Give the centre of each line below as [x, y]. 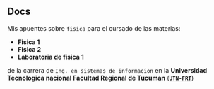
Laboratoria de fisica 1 [50, 57]
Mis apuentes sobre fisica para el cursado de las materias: [94, 28]
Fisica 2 [29, 49]
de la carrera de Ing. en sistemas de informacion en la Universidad [107, 70]
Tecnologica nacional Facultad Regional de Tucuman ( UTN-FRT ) [101, 78]
